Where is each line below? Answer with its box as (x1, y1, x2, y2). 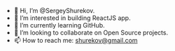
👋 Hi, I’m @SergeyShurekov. (13, 7, 95, 14)
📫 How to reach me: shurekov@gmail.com (13, 37, 138, 44)
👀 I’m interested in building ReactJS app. (13, 14, 131, 22)
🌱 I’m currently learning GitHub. (13, 21, 105, 29)
